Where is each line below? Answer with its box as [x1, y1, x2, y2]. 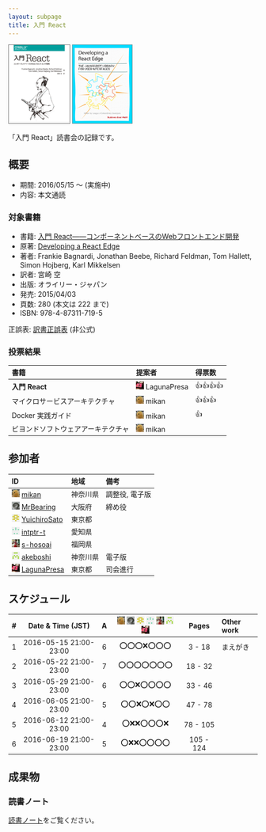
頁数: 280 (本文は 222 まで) [19, 299, 109, 309]
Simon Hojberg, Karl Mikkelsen [19, 260, 121, 269]
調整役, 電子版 [105, 489, 152, 499]
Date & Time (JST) [28, 621, 90, 631]
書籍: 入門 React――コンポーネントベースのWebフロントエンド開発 [19, 231, 240, 241]
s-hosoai [21, 539, 52, 549]
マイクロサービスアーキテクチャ [11, 396, 116, 405]
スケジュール [8, 592, 70, 606]
